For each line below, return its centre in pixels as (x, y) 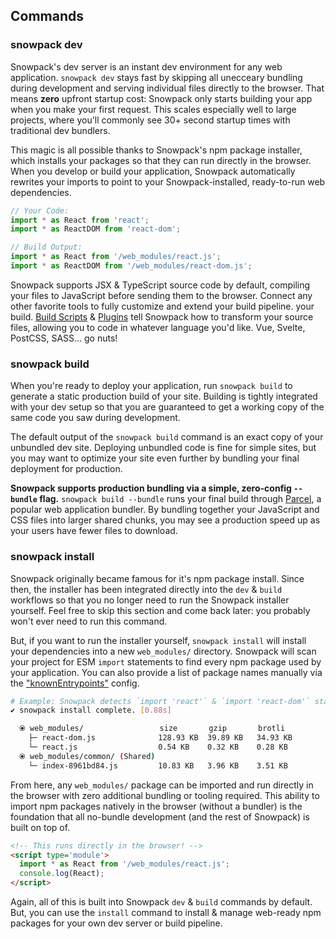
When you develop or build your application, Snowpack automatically (153, 171)
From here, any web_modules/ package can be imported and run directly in (162, 785)
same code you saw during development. (95, 418)
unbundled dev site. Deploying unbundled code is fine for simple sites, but (163, 448)
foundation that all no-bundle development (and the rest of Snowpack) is (160, 816)
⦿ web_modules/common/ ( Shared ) (87, 756)
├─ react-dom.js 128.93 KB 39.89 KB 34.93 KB (160, 738)
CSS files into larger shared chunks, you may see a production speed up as (165, 520)
